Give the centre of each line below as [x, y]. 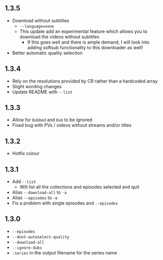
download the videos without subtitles [59, 36]
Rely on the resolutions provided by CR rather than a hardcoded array [85, 81]
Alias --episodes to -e [35, 198]
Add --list [24, 181]
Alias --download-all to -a [39, 193]
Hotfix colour [26, 154]
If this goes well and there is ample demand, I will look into [88, 42]
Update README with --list [42, 92]
